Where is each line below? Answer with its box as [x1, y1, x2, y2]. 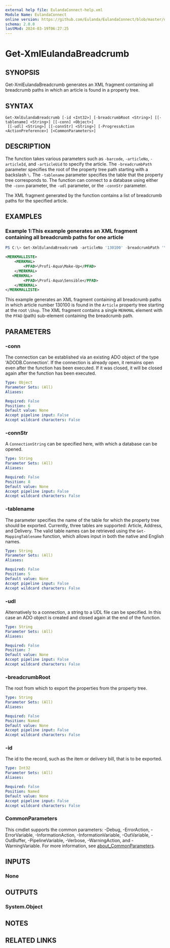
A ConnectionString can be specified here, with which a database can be [5, 441, 158, 447]
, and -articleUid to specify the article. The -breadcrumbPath [25, 161, 152, 167]
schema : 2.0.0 [5, 21, 35, 27]
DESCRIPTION [5, 142, 51, 151]
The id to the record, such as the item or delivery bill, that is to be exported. [5, 756, 162, 762]
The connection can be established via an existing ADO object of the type [5, 354, 159, 360]
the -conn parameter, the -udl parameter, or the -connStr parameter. [5, 182, 147, 188]
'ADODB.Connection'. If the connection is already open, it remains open [5, 360, 154, 365]
